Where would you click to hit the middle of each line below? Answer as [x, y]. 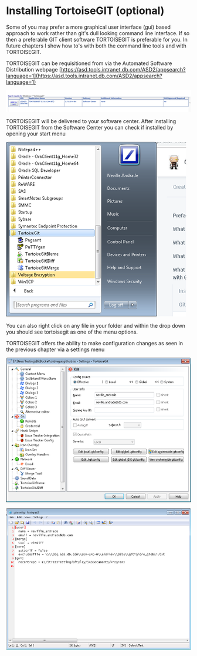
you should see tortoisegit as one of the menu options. [72, 332]
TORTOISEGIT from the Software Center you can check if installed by [90, 128]
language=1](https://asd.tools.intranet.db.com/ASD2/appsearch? [84, 76]
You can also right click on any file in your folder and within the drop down [96, 326]
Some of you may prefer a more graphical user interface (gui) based [89, 27]
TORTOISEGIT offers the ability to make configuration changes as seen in [95, 343]
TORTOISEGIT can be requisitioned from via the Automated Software [89, 63]
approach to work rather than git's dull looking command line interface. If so [98, 33]
